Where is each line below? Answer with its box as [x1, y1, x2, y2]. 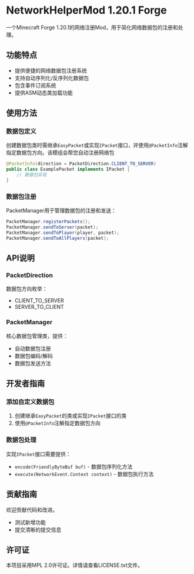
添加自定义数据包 [6, 398, 55, 406]
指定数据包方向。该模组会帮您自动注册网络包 [6, 149, 115, 156]
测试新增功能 [14, 518, 46, 526]
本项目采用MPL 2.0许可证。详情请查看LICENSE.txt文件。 [6, 562, 143, 569]
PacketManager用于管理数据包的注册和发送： [6, 207, 116, 214]
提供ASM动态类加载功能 [14, 89, 73, 96]
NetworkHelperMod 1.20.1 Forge [6, 4, 167, 17]
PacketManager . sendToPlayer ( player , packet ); [6, 230, 119, 236]
